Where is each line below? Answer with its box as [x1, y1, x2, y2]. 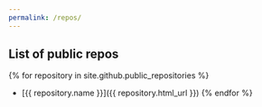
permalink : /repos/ [8, 13, 82, 22]
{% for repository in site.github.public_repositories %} [8, 70, 210, 81]
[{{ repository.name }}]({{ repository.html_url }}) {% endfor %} [21, 87, 254, 99]
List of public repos [8, 47, 119, 62]
